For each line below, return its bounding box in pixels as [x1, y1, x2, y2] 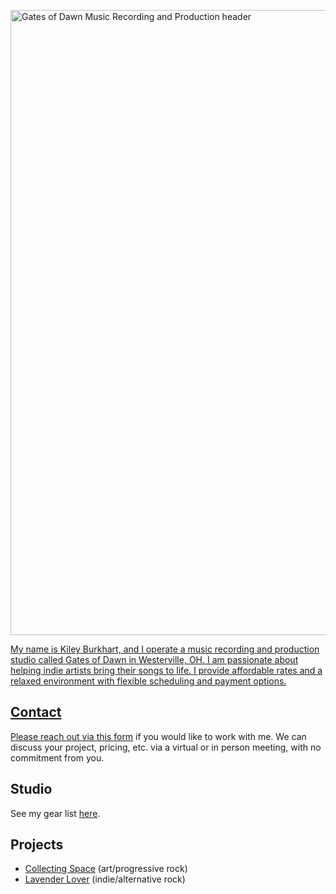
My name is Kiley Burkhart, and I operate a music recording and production [10, 643, 320, 655]
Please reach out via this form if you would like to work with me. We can [10, 730, 307, 742]
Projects [10, 836, 64, 854]
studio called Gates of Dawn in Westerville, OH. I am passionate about [10, 654, 299, 665]
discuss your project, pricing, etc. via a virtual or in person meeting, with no [10, 741, 322, 753]
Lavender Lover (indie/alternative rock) [24, 873, 186, 885]
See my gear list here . [10, 807, 101, 819]
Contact [10, 704, 62, 721]
